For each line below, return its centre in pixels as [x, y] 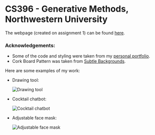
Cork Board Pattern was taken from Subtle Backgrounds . [69, 61]
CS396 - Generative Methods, [67, 9]
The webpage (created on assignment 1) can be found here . [65, 33]
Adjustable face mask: [34, 118]
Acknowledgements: [30, 45]
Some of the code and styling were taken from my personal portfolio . [81, 56]
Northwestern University [56, 19]
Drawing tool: [26, 80]
